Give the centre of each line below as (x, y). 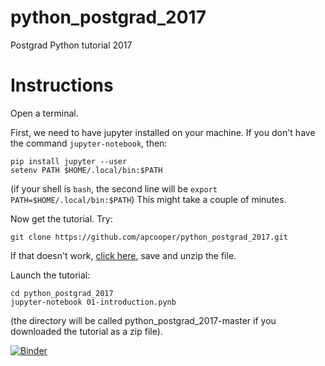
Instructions (62, 85)
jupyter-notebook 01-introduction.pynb (93, 302)
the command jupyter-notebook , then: (89, 143)
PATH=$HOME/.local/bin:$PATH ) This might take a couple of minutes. (148, 199)
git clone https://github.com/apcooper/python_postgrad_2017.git (149, 237)
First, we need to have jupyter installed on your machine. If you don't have (163, 132)
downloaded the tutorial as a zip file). (86, 331)
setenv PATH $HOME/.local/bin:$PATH (86, 170)
